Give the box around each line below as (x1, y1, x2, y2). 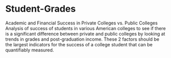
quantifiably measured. (5, 47, 54, 53)
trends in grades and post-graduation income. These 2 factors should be (5, 36, 160, 42)
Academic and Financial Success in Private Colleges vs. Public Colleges (5, 20, 158, 26)
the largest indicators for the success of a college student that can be (5, 41, 153, 47)
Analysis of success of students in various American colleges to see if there (5, 25, 166, 31)
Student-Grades (5, 3, 76, 15)
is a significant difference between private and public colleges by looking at (5, 31, 165, 37)
